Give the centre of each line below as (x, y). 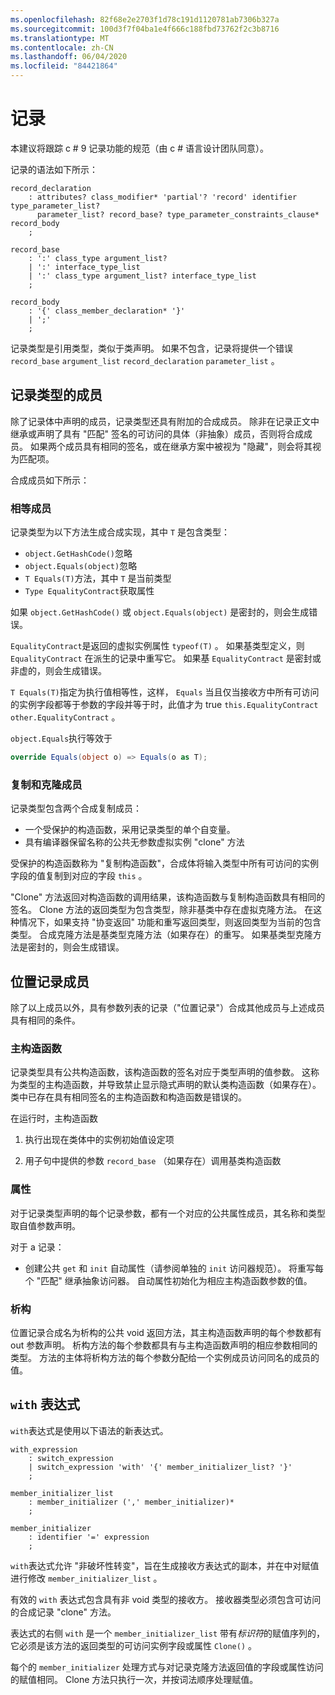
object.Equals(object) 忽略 (81, 566)
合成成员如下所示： (50, 480)
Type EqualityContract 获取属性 (89, 591)
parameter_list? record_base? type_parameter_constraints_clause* (178, 214)
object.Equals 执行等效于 (61, 738)
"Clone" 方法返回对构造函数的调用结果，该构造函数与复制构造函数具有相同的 (168, 897)
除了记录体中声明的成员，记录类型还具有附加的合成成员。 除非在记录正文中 (165, 421)
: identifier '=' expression (89, 1537)
